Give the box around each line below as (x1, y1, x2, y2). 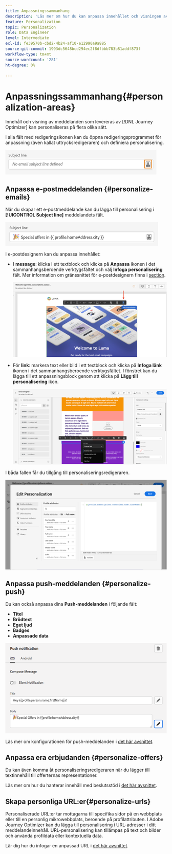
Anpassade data (12, 633, 49, 639)
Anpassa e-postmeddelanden (5, 185, 103, 193)
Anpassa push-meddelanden (5, 579, 101, 588)
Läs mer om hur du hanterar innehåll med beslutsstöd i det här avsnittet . (5, 782, 157, 789)
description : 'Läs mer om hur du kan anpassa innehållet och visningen (5, 13, 161, 19)
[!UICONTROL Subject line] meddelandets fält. (5, 212, 104, 218)
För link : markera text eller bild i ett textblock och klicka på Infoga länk (12, 362, 162, 369)
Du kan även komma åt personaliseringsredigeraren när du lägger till (5, 767, 150, 773)
